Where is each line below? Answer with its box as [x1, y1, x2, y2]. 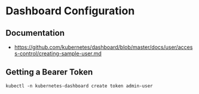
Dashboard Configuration [5, 4, 135, 18]
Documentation [5, 28, 65, 38]
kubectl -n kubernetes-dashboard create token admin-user [5, 83, 153, 89]
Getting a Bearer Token [5, 67, 93, 77]
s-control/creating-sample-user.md [14, 50, 102, 57]
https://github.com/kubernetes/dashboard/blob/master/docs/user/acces [14, 43, 193, 51]
